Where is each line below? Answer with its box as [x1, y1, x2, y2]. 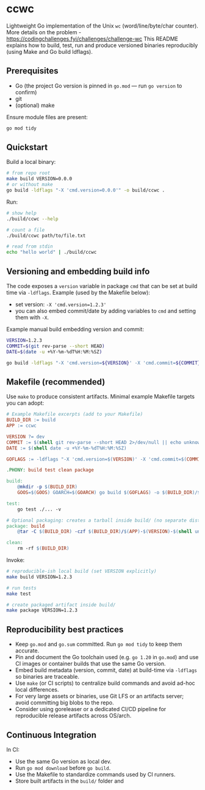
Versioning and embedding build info [6, 266, 150, 276]
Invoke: [6, 556, 25, 564]
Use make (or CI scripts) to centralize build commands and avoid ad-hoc [15, 679, 195, 687]
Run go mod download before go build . [15, 764, 111, 772]
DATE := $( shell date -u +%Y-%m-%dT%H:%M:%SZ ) [6, 445, 127, 451]
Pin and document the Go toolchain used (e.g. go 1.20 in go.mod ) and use [15, 654, 199, 661]
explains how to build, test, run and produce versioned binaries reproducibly [6, 42, 198, 49]
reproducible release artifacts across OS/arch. [15, 712, 132, 720]
